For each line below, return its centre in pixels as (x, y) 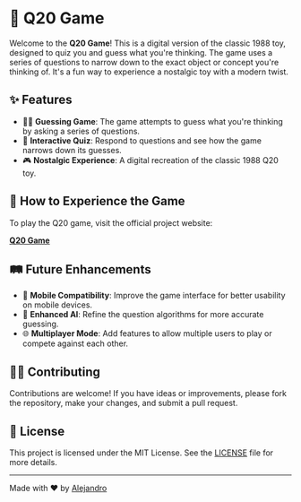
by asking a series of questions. (81, 131)
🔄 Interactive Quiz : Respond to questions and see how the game (142, 140)
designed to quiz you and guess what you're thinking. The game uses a (141, 52)
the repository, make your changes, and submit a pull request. (124, 403)
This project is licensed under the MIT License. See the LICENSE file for (142, 453)
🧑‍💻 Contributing (55, 372)
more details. (34, 462)
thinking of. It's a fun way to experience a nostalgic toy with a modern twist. (149, 72)
